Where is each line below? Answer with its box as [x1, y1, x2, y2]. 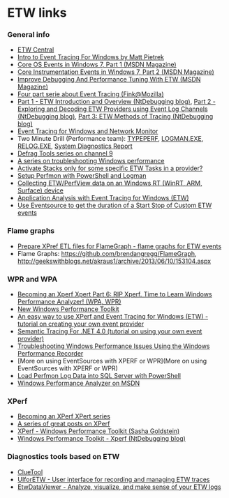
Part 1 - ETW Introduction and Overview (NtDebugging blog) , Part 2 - [17, 98, 216, 106]
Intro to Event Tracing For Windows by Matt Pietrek [17, 53, 165, 61]
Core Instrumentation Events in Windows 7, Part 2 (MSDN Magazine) [17, 68, 214, 76]
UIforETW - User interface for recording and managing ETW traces [17, 475, 210, 483]
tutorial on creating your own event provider [17, 319, 145, 329]
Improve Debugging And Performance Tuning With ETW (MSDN [17, 75, 201, 84]
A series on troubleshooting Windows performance [17, 157, 165, 165]
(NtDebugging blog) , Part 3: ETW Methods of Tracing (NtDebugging [17, 112, 214, 121]
